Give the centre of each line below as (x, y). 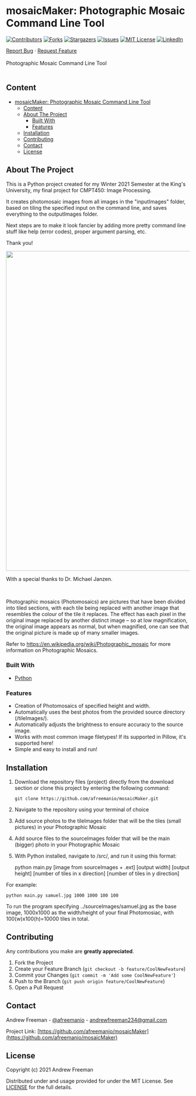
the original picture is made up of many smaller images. (73, 632)
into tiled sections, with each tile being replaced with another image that (93, 608)
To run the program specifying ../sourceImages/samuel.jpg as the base (91, 906)
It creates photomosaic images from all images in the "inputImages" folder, (96, 201)
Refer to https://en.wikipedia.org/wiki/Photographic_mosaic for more (88, 644)
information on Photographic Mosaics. (52, 650)
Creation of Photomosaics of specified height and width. (82, 706)
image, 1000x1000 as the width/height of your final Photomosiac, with (90, 912)
